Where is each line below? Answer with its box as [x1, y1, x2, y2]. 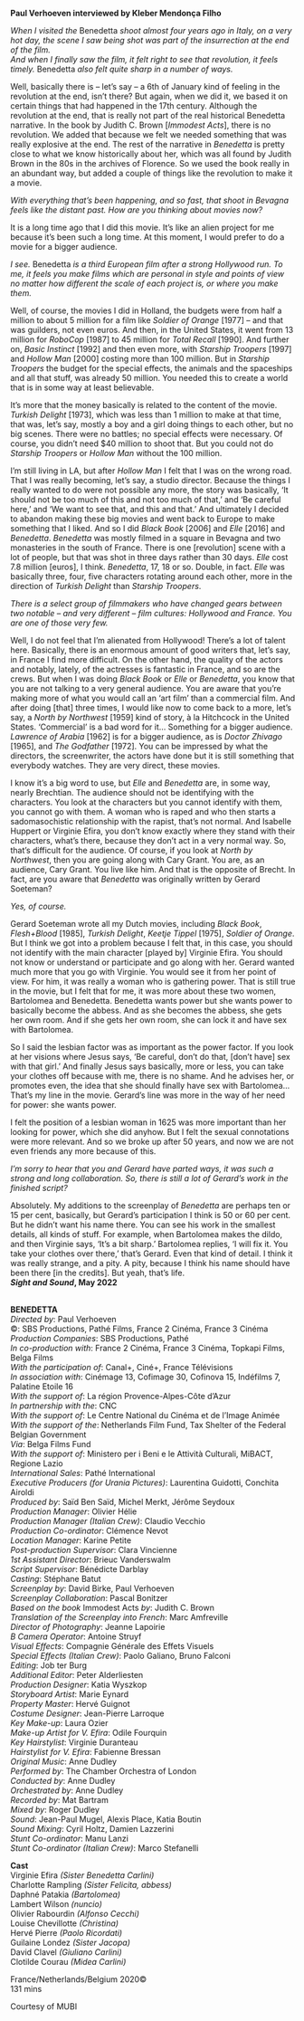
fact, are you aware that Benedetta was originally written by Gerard [10, 873, 261, 884]
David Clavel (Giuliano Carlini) [10, 1947, 122, 1958]
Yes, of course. [10, 901, 67, 911]
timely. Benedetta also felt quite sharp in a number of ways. [10, 63, 233, 74]
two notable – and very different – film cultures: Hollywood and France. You [10, 608, 292, 618]
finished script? [10, 1183, 69, 1193]
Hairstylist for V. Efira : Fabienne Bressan [10, 1747, 161, 1757]
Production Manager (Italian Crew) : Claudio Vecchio [10, 1516, 206, 1526]
